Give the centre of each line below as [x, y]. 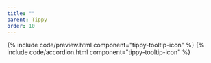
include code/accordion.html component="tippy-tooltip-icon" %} [99, 52]
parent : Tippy [27, 20]
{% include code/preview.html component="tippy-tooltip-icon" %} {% [106, 45]
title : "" [21, 13]
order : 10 [21, 26]
